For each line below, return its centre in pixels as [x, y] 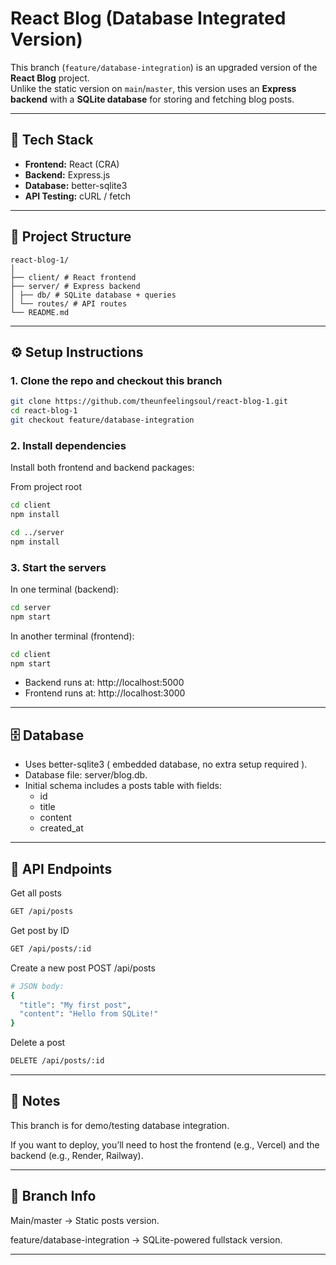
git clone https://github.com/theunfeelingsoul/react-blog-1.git [149, 402]
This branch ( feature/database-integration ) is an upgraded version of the [164, 67]
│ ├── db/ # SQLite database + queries [93, 295]
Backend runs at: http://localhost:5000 [104, 683]
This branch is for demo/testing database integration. [120, 1125]
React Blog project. [50, 78]
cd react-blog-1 [44, 411]
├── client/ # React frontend [73, 277]
